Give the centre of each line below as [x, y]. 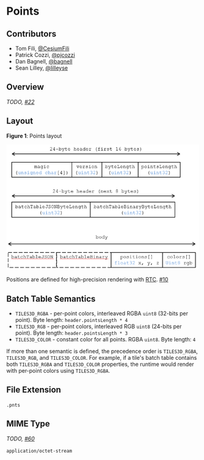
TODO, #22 [20, 101]
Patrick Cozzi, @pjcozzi [45, 55]
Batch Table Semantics [51, 298]
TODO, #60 [20, 439]
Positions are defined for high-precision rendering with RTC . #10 [87, 280]
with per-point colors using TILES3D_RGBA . [58, 371]
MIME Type [28, 424]
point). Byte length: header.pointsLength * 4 [71, 320]
